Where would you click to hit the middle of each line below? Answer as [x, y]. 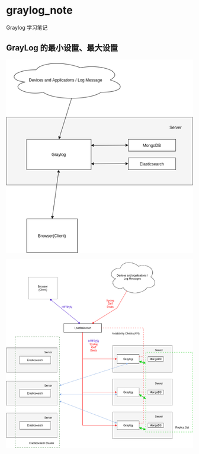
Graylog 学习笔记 [27, 27]
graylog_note [39, 10]
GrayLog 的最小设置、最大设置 [62, 48]
